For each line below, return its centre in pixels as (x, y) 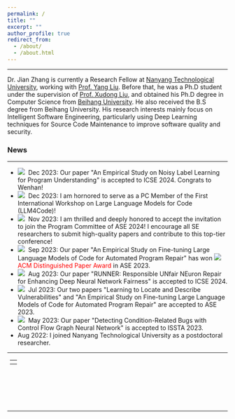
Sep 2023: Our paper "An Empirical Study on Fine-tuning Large (119, 250)
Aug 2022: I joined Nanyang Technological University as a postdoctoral (120, 335)
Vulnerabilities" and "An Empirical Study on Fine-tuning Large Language (121, 297)
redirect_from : (29, 40)
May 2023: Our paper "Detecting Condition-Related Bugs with (117, 321)
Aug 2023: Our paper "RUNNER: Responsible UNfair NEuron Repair (124, 274)
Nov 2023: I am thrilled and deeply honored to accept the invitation (124, 219)
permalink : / (26, 14)
